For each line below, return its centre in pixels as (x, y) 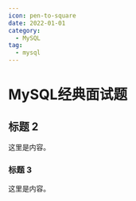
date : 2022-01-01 (37, 23)
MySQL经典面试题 (68, 95)
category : (25, 30)
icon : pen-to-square (43, 16)
